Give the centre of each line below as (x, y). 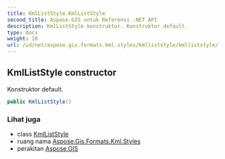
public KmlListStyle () (39, 102)
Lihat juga (24, 119)
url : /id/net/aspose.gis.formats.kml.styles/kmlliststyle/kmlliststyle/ (113, 45)
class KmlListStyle (43, 134)
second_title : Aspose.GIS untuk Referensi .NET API (82, 20)
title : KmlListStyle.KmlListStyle (56, 13)
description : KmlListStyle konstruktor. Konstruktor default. (97, 26)
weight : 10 (23, 39)
